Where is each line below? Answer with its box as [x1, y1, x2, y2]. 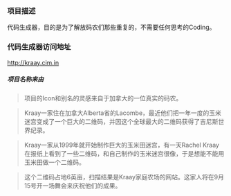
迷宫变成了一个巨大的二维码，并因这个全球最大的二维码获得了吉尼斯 [24, 117, 219, 125]
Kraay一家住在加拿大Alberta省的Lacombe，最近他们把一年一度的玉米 [24, 109, 221, 117]
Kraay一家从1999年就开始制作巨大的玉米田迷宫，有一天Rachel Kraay [24, 141, 220, 149]
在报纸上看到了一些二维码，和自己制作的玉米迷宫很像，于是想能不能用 [24, 149, 225, 157]
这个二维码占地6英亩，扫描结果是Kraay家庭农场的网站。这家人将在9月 [24, 172, 225, 181]
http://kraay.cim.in [7, 58, 59, 66]
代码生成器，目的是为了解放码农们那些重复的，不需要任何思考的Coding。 [7, 23, 216, 32]
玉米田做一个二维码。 [24, 158, 85, 166]
